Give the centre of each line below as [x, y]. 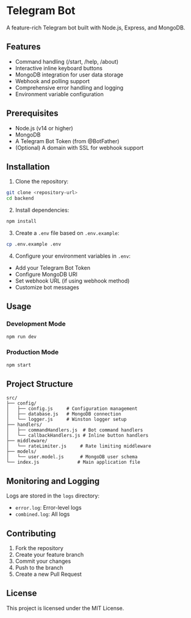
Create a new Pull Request [49, 574]
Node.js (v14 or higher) [44, 128]
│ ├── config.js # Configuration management [72, 409]
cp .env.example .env [34, 244]
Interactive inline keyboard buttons [59, 68]
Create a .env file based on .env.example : [67, 233]
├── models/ [21, 452]
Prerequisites [32, 114]
